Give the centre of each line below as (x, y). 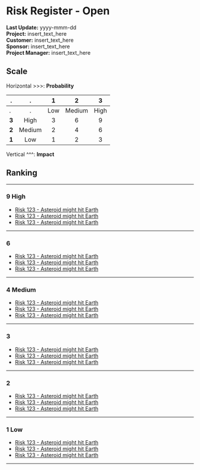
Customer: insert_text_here (40, 40)
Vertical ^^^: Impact (30, 154)
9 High (16, 196)
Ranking (22, 173)
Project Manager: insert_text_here (49, 52)
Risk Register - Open (58, 11)
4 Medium (21, 290)
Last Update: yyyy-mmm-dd (41, 27)
